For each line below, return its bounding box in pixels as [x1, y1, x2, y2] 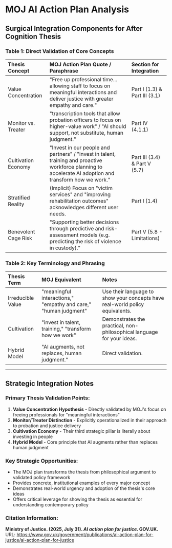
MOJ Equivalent [41, 276, 81, 283]
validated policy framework [12, 474, 71, 481]
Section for [131, 61, 160, 68]
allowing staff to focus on [49, 82, 111, 89]
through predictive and [49, 225, 104, 232]
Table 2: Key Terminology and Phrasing [5, 260, 105, 267]
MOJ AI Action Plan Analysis [5, 4, 130, 15]
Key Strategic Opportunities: [5, 457, 78, 464]
